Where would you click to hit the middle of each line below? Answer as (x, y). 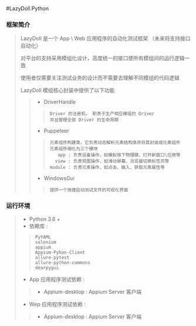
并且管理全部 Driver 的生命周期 (84, 120)
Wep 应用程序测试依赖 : (57, 304)
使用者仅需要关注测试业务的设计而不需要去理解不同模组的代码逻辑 (100, 78)
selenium (46, 242)
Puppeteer (56, 131)
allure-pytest (52, 257)
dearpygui (47, 268)
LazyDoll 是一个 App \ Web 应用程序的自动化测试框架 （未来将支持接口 (105, 39)
